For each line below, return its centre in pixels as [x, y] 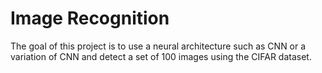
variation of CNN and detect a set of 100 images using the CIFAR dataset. [161, 56]
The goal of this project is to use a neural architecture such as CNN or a [158, 46]
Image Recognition [90, 18]
